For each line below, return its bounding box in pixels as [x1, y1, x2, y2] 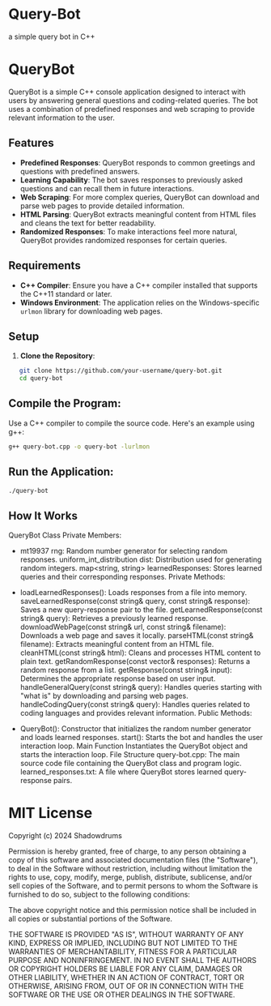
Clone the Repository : [19, 351, 95, 361]
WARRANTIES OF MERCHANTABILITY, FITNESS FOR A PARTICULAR [8, 947, 237, 957]
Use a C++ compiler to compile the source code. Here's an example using [8, 418, 255, 428]
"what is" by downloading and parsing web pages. [19, 691, 188, 701]
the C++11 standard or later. [19, 289, 112, 298]
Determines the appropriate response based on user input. [19, 674, 216, 683]
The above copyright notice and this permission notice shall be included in [8, 905, 256, 915]
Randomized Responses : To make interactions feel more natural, [19, 226, 238, 236]
